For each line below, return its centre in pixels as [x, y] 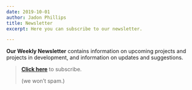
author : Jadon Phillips [36, 18]
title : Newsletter [29, 23]
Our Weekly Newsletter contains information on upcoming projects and [96, 51]
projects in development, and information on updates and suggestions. [95, 57]
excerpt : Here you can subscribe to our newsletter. [74, 29]
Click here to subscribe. [51, 69]
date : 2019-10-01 [28, 12]
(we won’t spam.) [43, 81]
